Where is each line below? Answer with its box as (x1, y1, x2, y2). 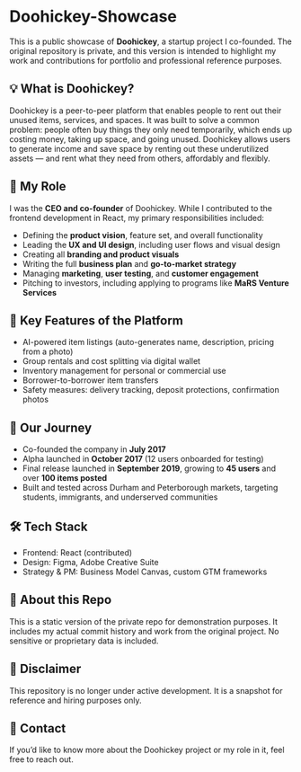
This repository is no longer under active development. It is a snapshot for (9, 685, 283, 696)
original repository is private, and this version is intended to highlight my (9, 45, 277, 56)
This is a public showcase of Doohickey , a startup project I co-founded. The (9, 36, 292, 47)
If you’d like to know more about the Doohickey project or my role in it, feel (9, 744, 285, 756)
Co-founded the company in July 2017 (22, 444, 166, 455)
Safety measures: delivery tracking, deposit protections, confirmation (22, 385, 280, 395)
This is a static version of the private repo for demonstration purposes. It (9, 616, 279, 626)
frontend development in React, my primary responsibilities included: (9, 212, 265, 223)
